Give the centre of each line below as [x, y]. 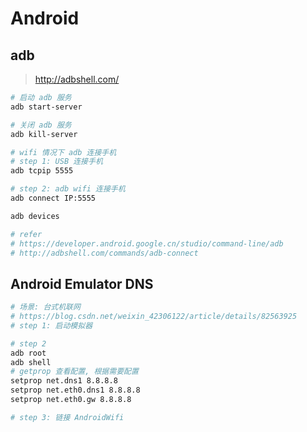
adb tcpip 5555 [42, 171]
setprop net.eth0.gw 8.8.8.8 [71, 400]
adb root [28, 353]
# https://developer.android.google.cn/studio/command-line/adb [147, 243]
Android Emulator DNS [82, 283]
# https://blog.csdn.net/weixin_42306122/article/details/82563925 [154, 317]
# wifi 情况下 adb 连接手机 [63, 152]
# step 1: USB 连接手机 [56, 162]
